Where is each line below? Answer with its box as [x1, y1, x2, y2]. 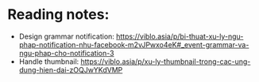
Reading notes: [7, 6, 110, 24]
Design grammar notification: [18, 32, 114, 41]
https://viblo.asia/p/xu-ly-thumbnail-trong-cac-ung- [80, 57, 251, 66]
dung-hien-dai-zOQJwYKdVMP [18, 65, 123, 74]
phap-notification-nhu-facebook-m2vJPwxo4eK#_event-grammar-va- [18, 39, 249, 49]
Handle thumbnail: [18, 57, 79, 66]
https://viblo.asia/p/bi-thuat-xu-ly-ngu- [115, 32, 244, 41]
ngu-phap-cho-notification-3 [18, 48, 114, 58]
